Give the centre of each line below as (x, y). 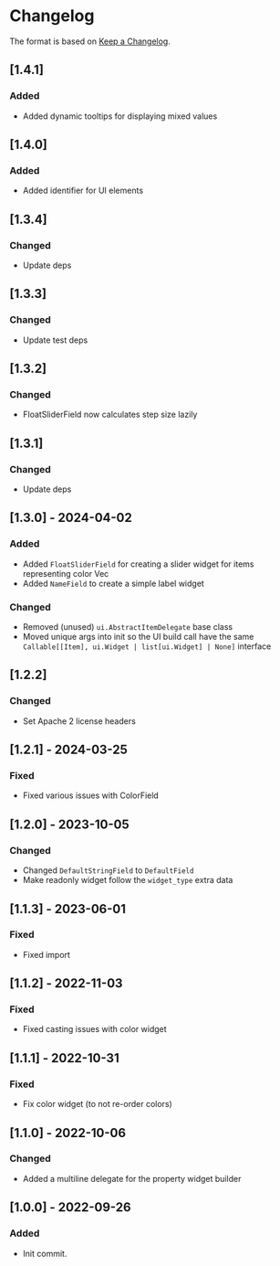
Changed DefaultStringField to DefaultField (108, 870)
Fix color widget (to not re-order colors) (98, 1104)
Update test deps (55, 340)
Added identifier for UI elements (83, 191)
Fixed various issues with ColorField (91, 795)
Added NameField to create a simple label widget (114, 583)
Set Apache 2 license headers (79, 721)
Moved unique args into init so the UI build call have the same (138, 637)
